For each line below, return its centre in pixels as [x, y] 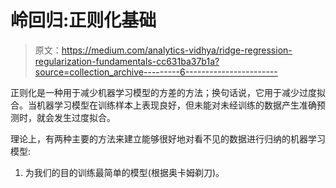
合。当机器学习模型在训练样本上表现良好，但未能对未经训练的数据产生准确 [163, 105]
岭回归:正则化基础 [83, 20]
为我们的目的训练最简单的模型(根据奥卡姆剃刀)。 [124, 172]
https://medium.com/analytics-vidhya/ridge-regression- [177, 50]
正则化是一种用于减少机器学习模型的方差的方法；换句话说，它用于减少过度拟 [168, 92]
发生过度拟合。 [84, 117]
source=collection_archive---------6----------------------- [156, 72]
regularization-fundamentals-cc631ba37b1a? [127, 61]
